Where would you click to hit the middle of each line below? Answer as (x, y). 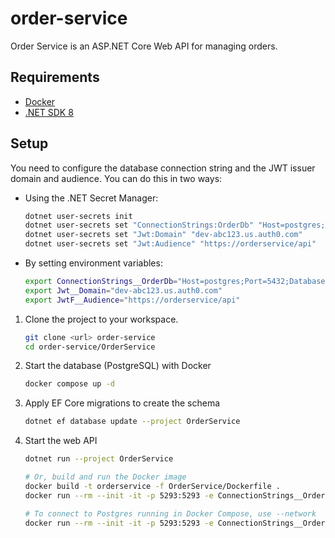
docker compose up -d (69, 384)
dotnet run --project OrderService (99, 459)
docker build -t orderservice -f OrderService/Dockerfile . (152, 486)
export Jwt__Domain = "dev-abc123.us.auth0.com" (123, 290)
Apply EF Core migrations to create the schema (122, 403)
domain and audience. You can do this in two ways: (116, 178)
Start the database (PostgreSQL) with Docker (118, 366)
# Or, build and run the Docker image (105, 477)
